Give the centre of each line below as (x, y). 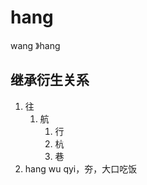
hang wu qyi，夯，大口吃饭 (81, 168)
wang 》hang (35, 45)
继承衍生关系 (50, 80)
